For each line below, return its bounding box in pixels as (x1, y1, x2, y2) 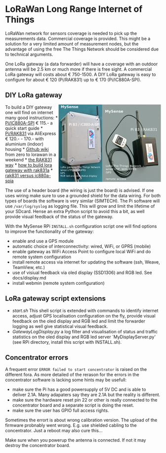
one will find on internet (5, 109, 53, 115)
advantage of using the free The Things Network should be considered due (5, 46, 159, 52)
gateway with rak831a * (5, 167, 53, 173)
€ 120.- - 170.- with (5, 136, 44, 141)
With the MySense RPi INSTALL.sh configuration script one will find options (5, 223, 157, 229)
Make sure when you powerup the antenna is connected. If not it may (5, 437, 146, 443)
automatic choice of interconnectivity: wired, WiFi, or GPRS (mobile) (12, 243, 151, 249)
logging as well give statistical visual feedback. (12, 323, 108, 329)
